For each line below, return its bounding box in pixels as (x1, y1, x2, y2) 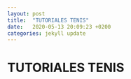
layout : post (7, 10, 46, 17)
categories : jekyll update (7, 29, 86, 37)
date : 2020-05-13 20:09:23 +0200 (7, 23, 111, 30)
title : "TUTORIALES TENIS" (7, 17, 90, 24)
